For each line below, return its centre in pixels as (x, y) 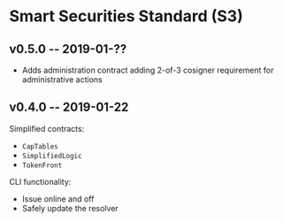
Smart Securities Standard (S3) (126, 16)
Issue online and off (58, 199)
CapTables (40, 146)
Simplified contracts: (47, 128)
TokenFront (42, 165)
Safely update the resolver (70, 208)
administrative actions (62, 80)
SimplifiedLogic (52, 156)
